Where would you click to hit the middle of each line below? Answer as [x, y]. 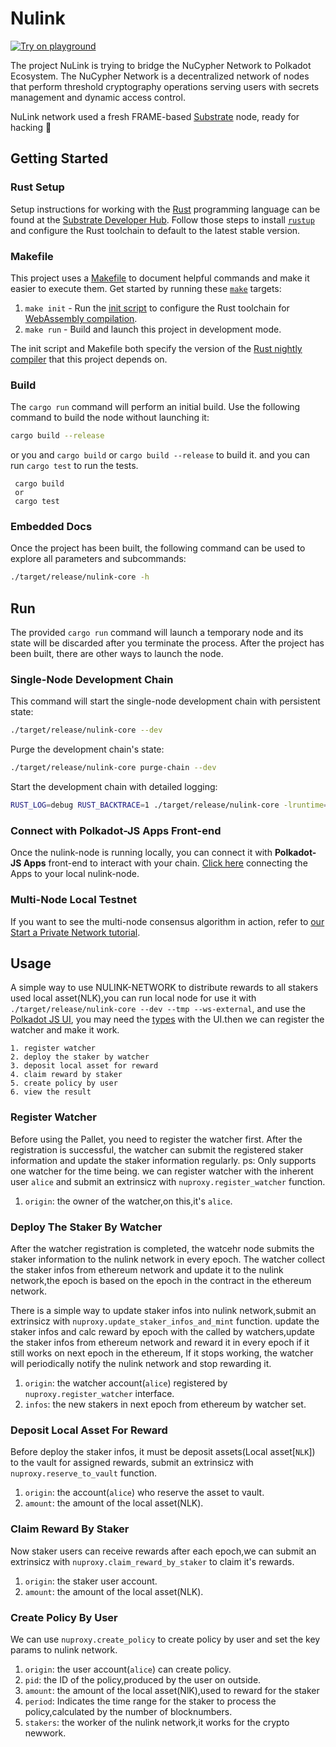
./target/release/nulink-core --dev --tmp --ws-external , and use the [158, 1009]
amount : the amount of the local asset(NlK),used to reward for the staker [172, 1690]
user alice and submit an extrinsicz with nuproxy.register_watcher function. [168, 1181]
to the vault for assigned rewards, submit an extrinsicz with [132, 1463]
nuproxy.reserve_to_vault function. [84, 1473]
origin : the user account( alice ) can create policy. [128, 1669]
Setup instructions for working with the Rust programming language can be [165, 209]
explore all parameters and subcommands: [98, 559]
